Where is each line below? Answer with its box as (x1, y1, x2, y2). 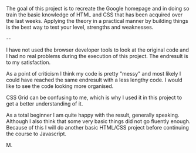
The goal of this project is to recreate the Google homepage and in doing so (6, 5, 190, 12)
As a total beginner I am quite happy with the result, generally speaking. (6, 111, 180, 118)
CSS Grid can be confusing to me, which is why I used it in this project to (6, 94, 183, 101)
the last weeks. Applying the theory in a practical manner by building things (6, 18, 189, 24)
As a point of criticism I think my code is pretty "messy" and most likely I (6, 70, 181, 77)
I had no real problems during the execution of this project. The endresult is (6, 53, 189, 59)
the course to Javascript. (6, 130, 66, 137)
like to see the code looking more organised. (6, 83, 114, 90)
